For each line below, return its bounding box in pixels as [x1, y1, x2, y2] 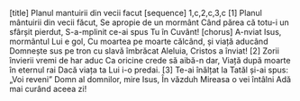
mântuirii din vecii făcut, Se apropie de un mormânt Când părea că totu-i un [9, 17, 290, 28]
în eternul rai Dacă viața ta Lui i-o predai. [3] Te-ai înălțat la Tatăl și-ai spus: [9, 64, 289, 75]
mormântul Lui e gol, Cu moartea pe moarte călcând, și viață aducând [9, 36, 268, 46]
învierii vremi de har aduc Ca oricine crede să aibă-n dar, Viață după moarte [9, 55, 291, 65]
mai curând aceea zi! [9, 84, 87, 94]
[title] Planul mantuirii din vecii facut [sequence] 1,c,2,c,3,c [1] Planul [9, 8, 263, 18]
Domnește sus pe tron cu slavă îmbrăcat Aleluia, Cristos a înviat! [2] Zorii [9, 46, 279, 56]
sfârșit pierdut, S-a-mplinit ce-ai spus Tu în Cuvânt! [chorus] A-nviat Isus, [9, 27, 282, 37]
